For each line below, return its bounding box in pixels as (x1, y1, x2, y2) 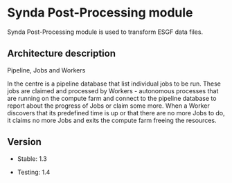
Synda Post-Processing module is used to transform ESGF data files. (7, 28, 203, 36)
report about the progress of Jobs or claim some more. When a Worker (7, 102, 210, 110)
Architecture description (7, 48, 116, 59)
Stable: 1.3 (17, 154, 47, 163)
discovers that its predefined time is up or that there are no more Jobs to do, (7, 108, 225, 117)
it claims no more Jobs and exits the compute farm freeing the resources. (7, 116, 217, 124)
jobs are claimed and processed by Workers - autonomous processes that (7, 86, 219, 95)
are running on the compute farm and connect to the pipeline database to (7, 94, 217, 102)
